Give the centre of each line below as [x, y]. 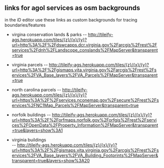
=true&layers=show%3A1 [37, 130]
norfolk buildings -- [31, 115]
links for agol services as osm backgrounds [72, 8]
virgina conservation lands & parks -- [49, 34]
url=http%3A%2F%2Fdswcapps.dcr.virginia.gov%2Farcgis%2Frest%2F [84, 45]
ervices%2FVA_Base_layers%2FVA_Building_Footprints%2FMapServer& [85, 155]
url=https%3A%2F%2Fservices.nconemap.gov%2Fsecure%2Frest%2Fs [85, 100]
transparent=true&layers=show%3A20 [51, 160]
